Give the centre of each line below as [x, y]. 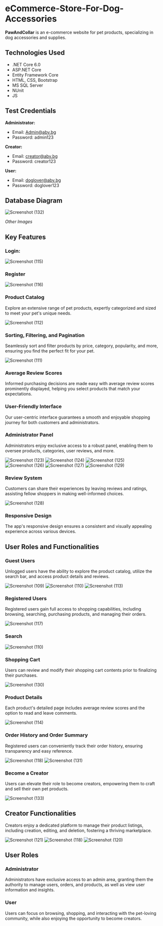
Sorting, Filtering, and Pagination [45, 335]
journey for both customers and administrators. [52, 422]
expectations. [19, 394]
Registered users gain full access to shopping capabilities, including [73, 609]
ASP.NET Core [27, 70]
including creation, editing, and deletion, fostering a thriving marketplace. [79, 830]
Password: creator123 [34, 161]
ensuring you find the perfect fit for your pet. [50, 351]
